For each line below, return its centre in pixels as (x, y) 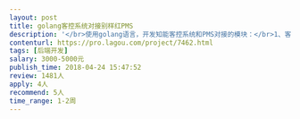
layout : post (33, 17)
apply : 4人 (29, 84)
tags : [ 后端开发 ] (39, 51)
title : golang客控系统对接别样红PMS (71, 26)
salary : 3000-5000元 (47, 59)
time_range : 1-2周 (43, 101)
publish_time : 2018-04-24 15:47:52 (75, 68)
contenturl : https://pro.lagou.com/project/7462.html (112, 42)
